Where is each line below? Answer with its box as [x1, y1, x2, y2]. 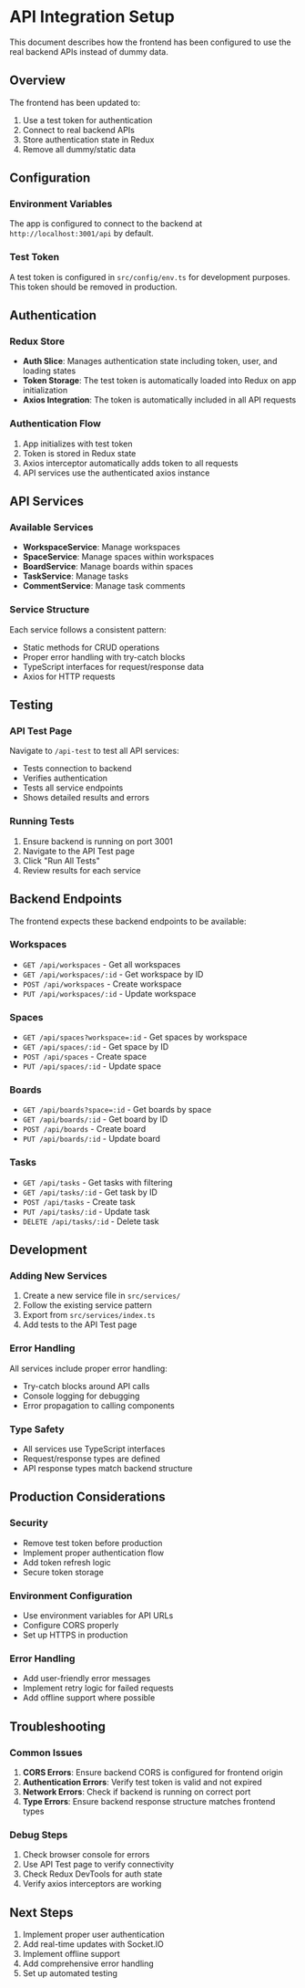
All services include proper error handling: [9, 1363, 168, 1374]
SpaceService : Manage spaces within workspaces [22, 551, 215, 562]
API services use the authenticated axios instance [22, 467, 210, 478]
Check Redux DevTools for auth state [22, 1868, 163, 1879]
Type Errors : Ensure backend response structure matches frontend [22, 1795, 276, 1806]
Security [9, 1517, 48, 1530]
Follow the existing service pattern [22, 1300, 153, 1311]
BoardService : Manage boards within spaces [22, 561, 194, 572]
